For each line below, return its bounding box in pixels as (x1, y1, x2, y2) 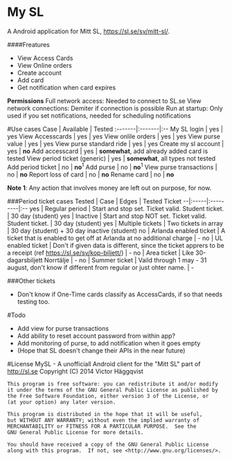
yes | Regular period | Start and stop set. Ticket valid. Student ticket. (29, 204, 224, 213)
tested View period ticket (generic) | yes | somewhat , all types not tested (7, 154, 216, 163)
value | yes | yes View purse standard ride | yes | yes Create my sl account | (7, 139, 224, 147)
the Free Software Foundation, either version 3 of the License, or (7, 392, 209, 399)
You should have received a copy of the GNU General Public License (7, 441, 209, 448)
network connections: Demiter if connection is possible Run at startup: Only (7, 104, 223, 112)
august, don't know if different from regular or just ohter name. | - (7, 263, 194, 271)
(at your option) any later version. (7, 399, 116, 406)
